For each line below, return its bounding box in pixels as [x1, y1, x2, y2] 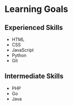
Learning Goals [4, 3, 69, 15]
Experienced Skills [4, 23, 63, 32]
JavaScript [11, 47, 34, 53]
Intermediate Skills [4, 72, 64, 81]
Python [11, 52, 27, 58]
